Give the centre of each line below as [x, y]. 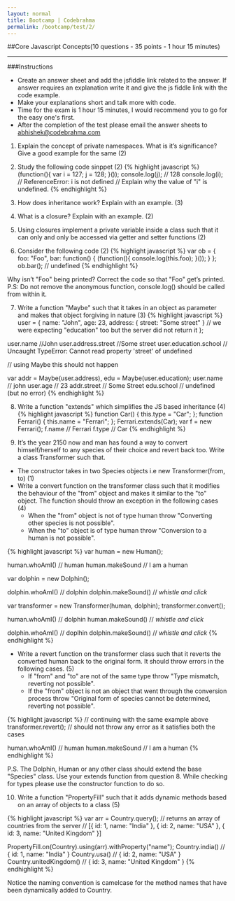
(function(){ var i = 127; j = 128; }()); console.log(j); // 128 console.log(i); [120, 174]
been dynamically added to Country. [60, 890]
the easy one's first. [46, 118]
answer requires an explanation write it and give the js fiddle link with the [122, 88]
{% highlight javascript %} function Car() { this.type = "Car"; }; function [120, 414]
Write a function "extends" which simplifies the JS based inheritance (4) [121, 407]
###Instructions [30, 67]
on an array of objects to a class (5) [69, 805]
